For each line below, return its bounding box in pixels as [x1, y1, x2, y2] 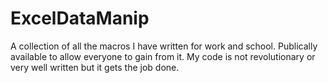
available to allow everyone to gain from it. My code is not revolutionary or [10, 50, 316, 62]
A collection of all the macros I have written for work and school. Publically [10, 40, 318, 52]
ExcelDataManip [10, 7, 150, 30]
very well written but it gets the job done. [10, 61, 180, 73]
